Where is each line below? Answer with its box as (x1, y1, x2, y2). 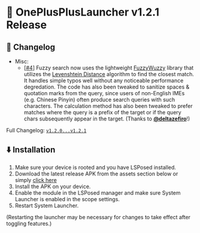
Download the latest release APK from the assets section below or (14, 170, 178, 177)
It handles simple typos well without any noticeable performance (23, 77, 184, 84)
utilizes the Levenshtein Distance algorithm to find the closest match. (23, 71, 195, 77)
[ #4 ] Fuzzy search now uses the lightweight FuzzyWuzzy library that (23, 64, 194, 71)
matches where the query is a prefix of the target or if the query (23, 109, 181, 116)
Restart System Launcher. (14, 202, 79, 209)
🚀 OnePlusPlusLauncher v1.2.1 (6, 5, 160, 19)
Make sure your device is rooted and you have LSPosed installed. (14, 164, 177, 171)
